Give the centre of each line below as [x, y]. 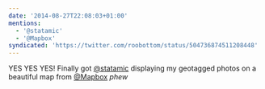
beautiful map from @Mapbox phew [68, 77]
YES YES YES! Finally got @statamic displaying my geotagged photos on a [132, 68]
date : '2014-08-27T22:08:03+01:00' [68, 16]
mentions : [25, 23]
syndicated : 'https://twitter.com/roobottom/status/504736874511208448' [133, 46]
